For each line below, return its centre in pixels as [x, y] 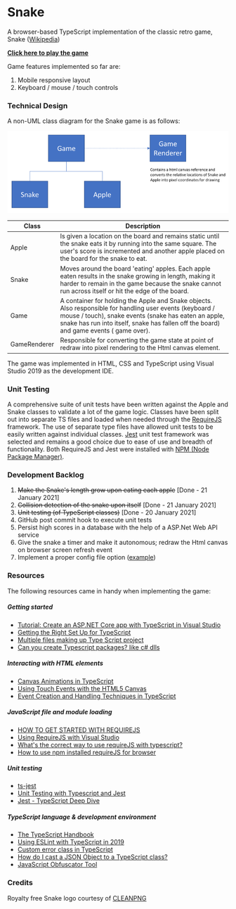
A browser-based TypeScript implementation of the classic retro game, [110, 32]
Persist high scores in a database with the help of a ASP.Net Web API [117, 527]
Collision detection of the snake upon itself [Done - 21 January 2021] [117, 505]
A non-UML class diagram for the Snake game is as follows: [94, 121]
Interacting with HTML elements [55, 663]
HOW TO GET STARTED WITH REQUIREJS [79, 730]
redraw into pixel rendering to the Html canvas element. [140, 348]
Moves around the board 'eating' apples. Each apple [135, 269]
